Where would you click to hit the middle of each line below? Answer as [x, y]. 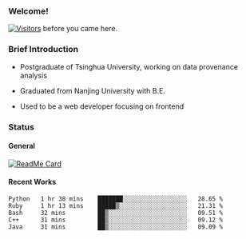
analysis [34, 75]
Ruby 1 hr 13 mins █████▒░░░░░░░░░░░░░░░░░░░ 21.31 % [116, 205]
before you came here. [80, 29]
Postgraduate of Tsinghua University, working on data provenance [129, 66]
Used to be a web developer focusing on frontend [102, 106]
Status [21, 127]
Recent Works [32, 182]
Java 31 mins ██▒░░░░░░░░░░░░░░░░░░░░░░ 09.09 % [116, 227]
